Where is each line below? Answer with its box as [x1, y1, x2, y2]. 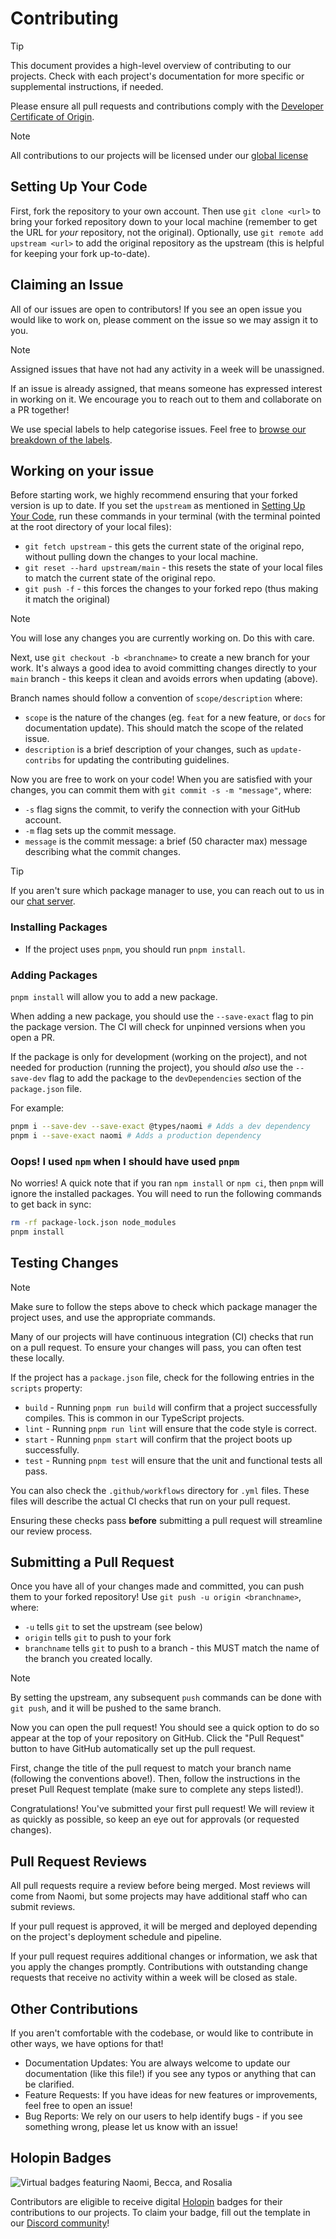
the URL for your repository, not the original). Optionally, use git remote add [10, 226, 324, 238]
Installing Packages [10, 920, 108, 934]
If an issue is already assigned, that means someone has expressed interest [10, 382, 323, 394]
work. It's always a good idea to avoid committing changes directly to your [10, 662, 317, 674]
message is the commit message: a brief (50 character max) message [24, 835, 308, 847]
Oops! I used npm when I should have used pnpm [10, 1154, 240, 1168]
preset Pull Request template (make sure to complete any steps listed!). [10, 1783, 304, 1796]
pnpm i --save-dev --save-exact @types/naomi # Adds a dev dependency [10, 1121, 311, 1131]
